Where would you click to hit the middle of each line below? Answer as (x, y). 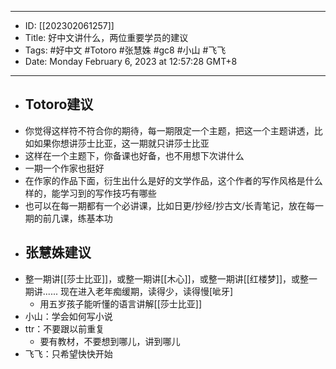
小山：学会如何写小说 (68, 316)
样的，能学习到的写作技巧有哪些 (90, 193)
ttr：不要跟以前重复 (64, 328)
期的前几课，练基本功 (68, 218)
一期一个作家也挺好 (64, 168)
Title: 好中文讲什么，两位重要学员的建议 (106, 37)
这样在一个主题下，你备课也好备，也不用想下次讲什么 (134, 155)
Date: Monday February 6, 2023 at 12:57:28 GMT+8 (131, 61)
